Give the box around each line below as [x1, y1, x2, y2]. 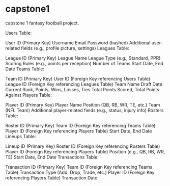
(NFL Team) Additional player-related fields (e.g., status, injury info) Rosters [5, 107, 164, 113]
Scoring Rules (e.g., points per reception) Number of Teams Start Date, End [5, 60, 164, 66]
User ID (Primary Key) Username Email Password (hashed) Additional [5, 39, 151, 46]
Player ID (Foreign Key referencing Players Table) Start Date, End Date [5, 128, 152, 134]
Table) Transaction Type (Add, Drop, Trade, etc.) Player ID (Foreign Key [5, 169, 155, 175]
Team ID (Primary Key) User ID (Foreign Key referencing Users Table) [5, 75, 151, 82]
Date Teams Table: [5, 66, 45, 72]
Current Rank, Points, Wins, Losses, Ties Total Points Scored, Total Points [5, 86, 159, 92]
